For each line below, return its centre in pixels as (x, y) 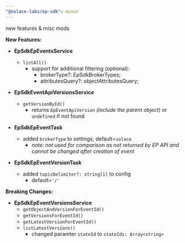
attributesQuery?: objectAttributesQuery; (89, 81)
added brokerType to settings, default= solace (77, 139)
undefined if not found (58, 116)
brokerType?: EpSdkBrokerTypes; (80, 74)
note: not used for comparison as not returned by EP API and (105, 145)
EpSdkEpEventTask (38, 127)
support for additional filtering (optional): (80, 69)
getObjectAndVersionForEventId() (64, 209)
